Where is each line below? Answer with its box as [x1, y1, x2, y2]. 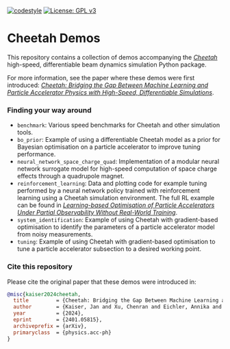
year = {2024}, [13, 310, 84, 317]
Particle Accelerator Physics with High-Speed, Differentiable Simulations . [7, 88, 214, 96]
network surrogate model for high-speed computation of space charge [16, 165, 218, 173]
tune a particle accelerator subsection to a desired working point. [16, 245, 202, 253]
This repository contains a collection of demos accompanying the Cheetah [7, 53, 218, 61]
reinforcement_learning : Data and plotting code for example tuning [16, 179, 207, 188]
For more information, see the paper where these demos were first [7, 73, 195, 82]
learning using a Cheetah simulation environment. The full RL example [16, 194, 215, 202]
